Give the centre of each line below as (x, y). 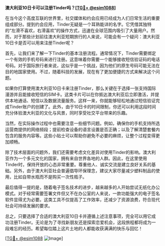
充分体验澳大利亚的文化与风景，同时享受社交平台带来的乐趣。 (68, 113)
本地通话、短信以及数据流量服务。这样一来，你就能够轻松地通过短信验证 (82, 101)
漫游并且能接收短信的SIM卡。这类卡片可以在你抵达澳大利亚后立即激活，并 (80, 94)
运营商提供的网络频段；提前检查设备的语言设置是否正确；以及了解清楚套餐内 (82, 129)
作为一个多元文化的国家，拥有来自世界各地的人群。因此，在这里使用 (78, 158)
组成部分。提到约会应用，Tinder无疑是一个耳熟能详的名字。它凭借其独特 (78, 24)
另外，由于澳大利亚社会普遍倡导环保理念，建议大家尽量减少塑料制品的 (84, 171)
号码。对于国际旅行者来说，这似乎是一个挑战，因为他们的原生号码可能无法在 (82, 65)
